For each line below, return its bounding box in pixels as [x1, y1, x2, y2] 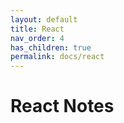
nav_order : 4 [10, 33, 65, 43]
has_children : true [10, 42, 92, 53]
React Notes [10, 95, 115, 118]
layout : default [10, 14, 78, 25]
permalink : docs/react [10, 52, 105, 62]
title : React [10, 24, 65, 34]
